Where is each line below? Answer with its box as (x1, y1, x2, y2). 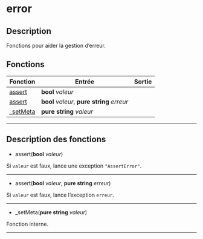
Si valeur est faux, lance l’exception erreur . (6, 191, 115, 198)
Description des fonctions (6, 134, 106, 145)
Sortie (134, 77, 152, 86)
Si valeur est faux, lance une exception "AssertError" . (6, 162, 142, 169)
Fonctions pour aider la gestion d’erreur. (6, 42, 106, 49)
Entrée (75, 77, 95, 86)
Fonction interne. (6, 220, 49, 228)
